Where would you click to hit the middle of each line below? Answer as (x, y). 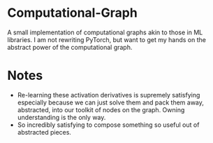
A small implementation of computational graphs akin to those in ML (105, 32)
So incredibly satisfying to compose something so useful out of (108, 125)
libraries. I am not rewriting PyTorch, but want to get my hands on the (106, 39)
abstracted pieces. (44, 132)
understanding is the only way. (61, 117)
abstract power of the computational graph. (70, 47)
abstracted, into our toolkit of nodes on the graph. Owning (101, 109)
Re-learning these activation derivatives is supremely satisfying (109, 95)
